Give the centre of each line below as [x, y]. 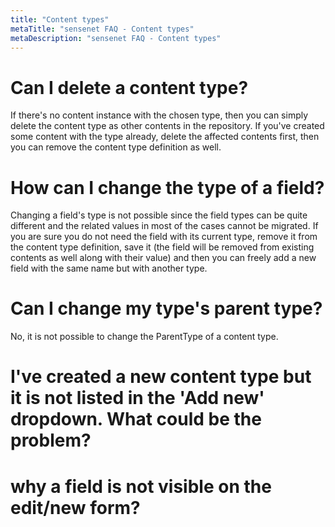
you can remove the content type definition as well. [116, 147]
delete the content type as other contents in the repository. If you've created [167, 126]
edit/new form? [75, 507]
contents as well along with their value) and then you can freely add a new [163, 258]
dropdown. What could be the [136, 419]
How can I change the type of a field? [167, 187]
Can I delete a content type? [129, 87]
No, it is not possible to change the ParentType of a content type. [144, 337]
